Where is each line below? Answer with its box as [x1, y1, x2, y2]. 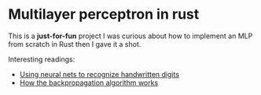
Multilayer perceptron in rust [8, 5, 200, 23]
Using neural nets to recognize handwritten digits [19, 69, 179, 79]
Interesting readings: [8, 55, 75, 64]
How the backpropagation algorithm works [19, 78, 159, 87]
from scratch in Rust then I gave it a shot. [8, 39, 142, 48]
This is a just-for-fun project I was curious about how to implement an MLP [8, 31, 253, 40]
